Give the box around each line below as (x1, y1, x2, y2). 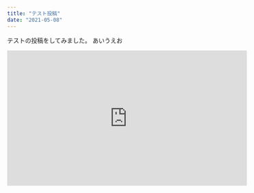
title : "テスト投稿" (7, 10, 60, 17)
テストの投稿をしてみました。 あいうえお (7, 36, 123, 45)
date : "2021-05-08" (7, 16, 63, 23)
